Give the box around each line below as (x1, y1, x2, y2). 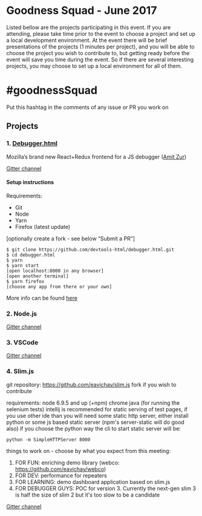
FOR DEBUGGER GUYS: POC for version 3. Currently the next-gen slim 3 (15, 485, 197, 492)
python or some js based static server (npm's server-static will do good (6, 418, 184, 426)
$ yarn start (6, 262, 39, 268)
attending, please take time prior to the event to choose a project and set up (6, 30, 195, 37)
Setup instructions (6, 179, 54, 186)
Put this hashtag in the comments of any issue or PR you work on (6, 104, 169, 111)
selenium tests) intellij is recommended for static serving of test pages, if (6, 405, 187, 412)
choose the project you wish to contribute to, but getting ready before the (6, 49, 190, 56)
